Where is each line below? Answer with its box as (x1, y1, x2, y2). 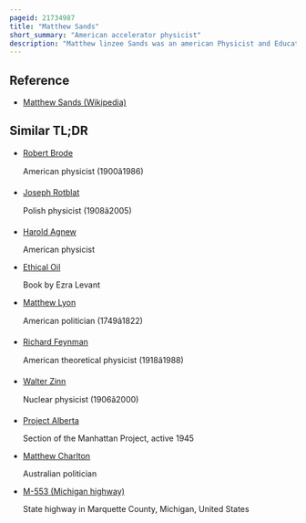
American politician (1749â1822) (22, 315, 144, 326)
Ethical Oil (22, 261, 61, 272)
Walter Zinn (22, 375, 66, 386)
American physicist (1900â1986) (22, 165, 144, 176)
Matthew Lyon (22, 297, 76, 308)
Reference (9, 72, 70, 88)
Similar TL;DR (9, 123, 88, 139)
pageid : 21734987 (9, 13, 76, 23)
